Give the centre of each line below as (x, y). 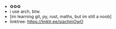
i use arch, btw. (25, 11)
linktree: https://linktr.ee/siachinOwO (47, 21)
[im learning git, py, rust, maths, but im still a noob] (61, 16)
